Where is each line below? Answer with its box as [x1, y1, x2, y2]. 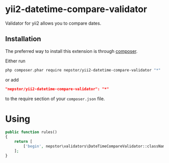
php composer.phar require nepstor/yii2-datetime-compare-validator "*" [5, 67, 161, 72]
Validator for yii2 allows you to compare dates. [5, 20, 102, 26]
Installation [5, 35, 41, 43]
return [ [14, 139, 33, 144]
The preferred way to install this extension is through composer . [5, 48, 138, 54]
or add [5, 76, 19, 83]
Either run [5, 58, 26, 64]
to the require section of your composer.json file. [5, 96, 105, 102]
